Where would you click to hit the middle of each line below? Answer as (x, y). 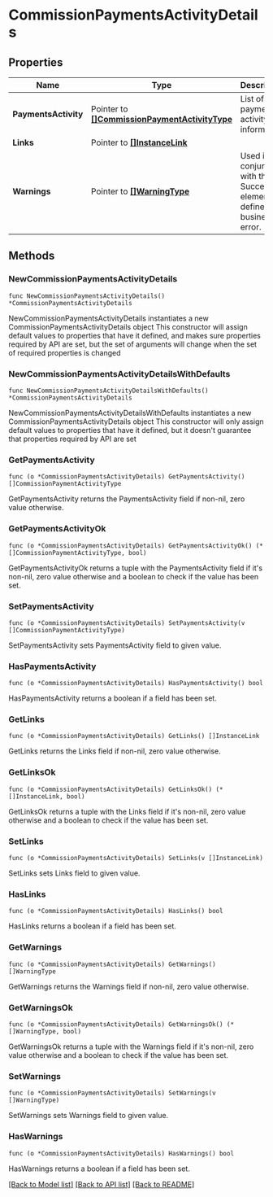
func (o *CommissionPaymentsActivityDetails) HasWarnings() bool (121, 1153)
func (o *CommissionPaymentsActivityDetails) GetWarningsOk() (116, 1024)
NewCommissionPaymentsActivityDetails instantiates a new (108, 318)
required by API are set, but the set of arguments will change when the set (133, 344)
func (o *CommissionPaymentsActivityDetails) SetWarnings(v (113, 1093)
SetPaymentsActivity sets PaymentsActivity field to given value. (115, 645)
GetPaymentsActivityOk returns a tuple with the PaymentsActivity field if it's (135, 568)
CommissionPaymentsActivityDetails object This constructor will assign (128, 326)
